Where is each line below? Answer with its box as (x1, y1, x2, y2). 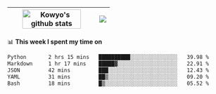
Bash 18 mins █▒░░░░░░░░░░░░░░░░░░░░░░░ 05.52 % (7, 80, 210, 87)
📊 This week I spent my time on (7, 38, 103, 46)
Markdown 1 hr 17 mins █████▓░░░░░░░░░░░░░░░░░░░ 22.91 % (7, 60, 210, 67)
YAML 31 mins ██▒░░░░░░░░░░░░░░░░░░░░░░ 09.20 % (7, 73, 210, 80)
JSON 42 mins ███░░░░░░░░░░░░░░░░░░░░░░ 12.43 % (7, 67, 210, 74)
